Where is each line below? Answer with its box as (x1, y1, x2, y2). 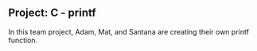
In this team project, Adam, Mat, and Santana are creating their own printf (8, 27, 249, 36)
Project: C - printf (8, 6, 97, 20)
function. (8, 35, 38, 45)
